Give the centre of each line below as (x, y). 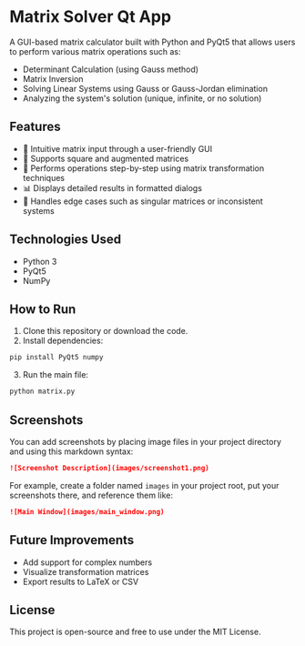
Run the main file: (56, 375)
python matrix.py (42, 392)
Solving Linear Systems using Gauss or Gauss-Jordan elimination (145, 88)
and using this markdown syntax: (71, 451)
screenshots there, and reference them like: (91, 495)
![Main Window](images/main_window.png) (87, 511)
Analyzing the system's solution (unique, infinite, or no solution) (142, 98)
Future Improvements (72, 540)
